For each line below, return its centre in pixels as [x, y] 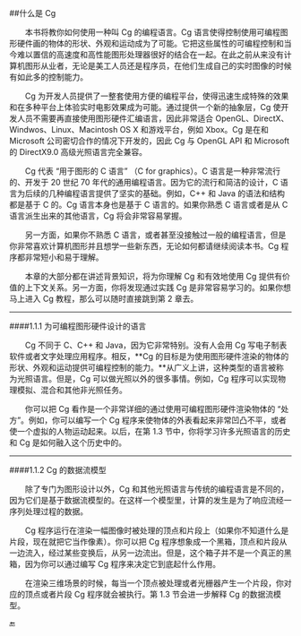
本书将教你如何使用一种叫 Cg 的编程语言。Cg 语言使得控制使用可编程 [153, 32]
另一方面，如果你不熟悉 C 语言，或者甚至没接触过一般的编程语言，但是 [156, 235]
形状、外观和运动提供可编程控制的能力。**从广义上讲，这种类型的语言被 [143, 367]
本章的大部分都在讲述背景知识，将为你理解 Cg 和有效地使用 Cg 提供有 [154, 276]
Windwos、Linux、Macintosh [64, 129]
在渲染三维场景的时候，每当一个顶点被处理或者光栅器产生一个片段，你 [155, 583]
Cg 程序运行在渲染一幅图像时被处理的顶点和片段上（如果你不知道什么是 [157, 530]
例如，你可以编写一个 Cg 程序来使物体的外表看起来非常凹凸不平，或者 [157, 420]
